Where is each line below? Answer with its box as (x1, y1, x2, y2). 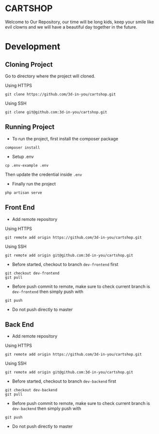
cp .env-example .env (5, 163, 49, 168)
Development (5, 41, 61, 52)
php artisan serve (5, 190, 42, 195)
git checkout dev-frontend (5, 271, 60, 276)
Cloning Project (5, 60, 53, 68)
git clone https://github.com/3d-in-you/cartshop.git (5, 92, 116, 97)
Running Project (5, 123, 55, 131)
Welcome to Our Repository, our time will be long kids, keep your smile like (5, 19, 154, 25)
